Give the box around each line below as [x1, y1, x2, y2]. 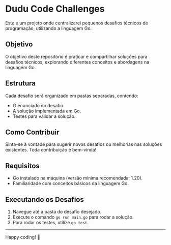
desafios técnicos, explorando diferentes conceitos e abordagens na [5, 59, 150, 65]
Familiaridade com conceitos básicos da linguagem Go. [12, 180, 129, 187]
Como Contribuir [5, 128, 60, 136]
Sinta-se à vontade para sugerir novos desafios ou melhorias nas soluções [5, 141, 162, 147]
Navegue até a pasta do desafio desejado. [12, 209, 102, 215]
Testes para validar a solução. [12, 113, 76, 119]
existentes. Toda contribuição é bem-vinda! [5, 147, 97, 153]
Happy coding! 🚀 [5, 234, 41, 240]
